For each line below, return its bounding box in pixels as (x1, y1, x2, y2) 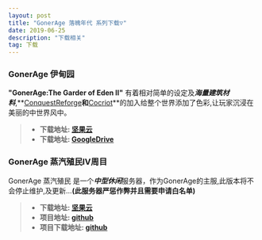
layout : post (8, 11, 52, 20)
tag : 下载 (8, 41, 38, 49)
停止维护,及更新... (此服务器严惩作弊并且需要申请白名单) (14, 185, 196, 195)
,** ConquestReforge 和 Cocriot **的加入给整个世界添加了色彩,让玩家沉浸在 (15, 98, 254, 108)
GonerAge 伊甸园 (8, 69, 75, 80)
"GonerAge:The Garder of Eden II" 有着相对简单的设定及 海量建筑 (8, 88, 223, 97)
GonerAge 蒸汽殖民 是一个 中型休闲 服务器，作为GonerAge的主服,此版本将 (8, 176, 248, 185)
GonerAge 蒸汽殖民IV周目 (8, 156, 108, 167)
